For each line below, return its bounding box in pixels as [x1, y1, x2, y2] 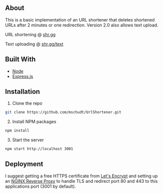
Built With [5, 55, 36, 64]
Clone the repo [12, 100, 43, 107]
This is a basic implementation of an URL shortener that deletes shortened [5, 17, 155, 22]
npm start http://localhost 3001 [5, 147, 73, 151]
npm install [5, 128, 29, 133]
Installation [5, 87, 40, 96]
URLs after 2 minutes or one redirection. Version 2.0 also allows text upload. [5, 22, 159, 28]
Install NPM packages [12, 119, 56, 125]
